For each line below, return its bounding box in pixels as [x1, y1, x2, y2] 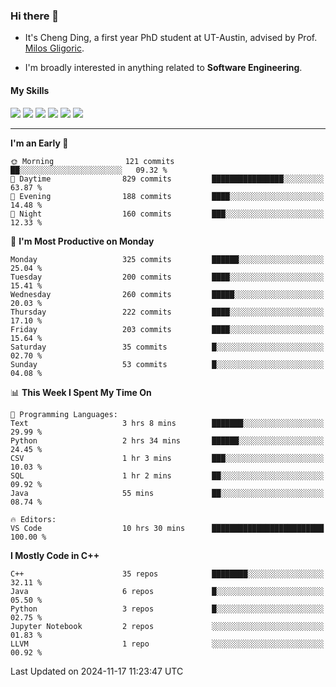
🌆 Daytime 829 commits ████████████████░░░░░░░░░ [10, 174, 325, 184]
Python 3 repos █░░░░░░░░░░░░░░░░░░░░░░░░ [10, 604, 325, 614]
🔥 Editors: [10, 514, 57, 524]
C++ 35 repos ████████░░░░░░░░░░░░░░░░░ [10, 569, 325, 579]
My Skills [10, 84, 50, 96]
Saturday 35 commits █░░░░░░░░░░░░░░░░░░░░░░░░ [10, 342, 325, 352]
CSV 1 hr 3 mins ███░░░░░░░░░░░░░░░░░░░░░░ [10, 453, 325, 463]
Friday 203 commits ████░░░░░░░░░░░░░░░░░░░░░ [10, 324, 325, 334]
